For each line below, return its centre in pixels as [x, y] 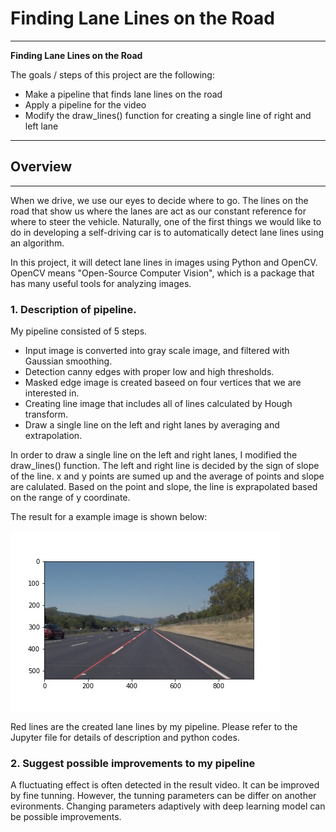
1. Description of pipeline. [73, 309]
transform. [46, 414]
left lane [41, 126]
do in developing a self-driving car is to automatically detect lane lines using [167, 232]
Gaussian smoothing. [68, 361]
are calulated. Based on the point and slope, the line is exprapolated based [164, 487]
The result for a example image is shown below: [109, 517]
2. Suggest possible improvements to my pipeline [133, 763]
